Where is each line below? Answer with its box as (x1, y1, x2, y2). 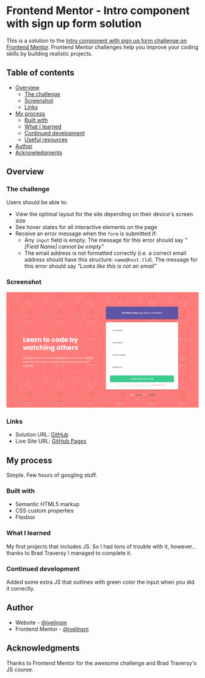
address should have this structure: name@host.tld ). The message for (24, 256, 198, 263)
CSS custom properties (15, 507, 74, 514)
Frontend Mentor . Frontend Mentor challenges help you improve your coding (6, 43, 199, 51)
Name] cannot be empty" (40, 243, 104, 251)
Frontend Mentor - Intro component (6, 4, 190, 18)
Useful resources (24, 136, 68, 143)
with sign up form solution (6, 17, 142, 31)
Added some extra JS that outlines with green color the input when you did (6, 578, 195, 586)
